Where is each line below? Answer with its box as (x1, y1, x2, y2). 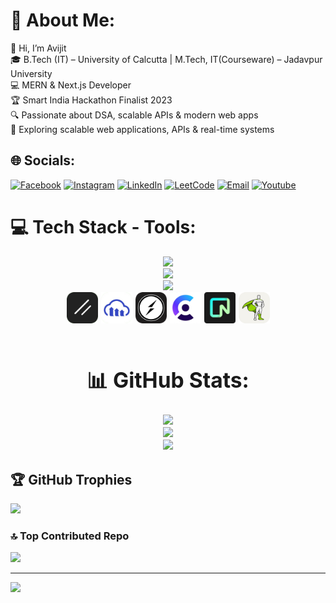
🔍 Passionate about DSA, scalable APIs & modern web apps (10, 109, 259, 121)
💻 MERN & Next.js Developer (10, 79, 132, 91)
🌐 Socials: (10, 152, 76, 169)
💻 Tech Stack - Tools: (10, 215, 197, 238)
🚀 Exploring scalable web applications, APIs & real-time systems (10, 123, 275, 135)
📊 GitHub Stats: (86, 366, 250, 393)
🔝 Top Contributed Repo (10, 529, 130, 543)
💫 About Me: (10, 9, 116, 32)
